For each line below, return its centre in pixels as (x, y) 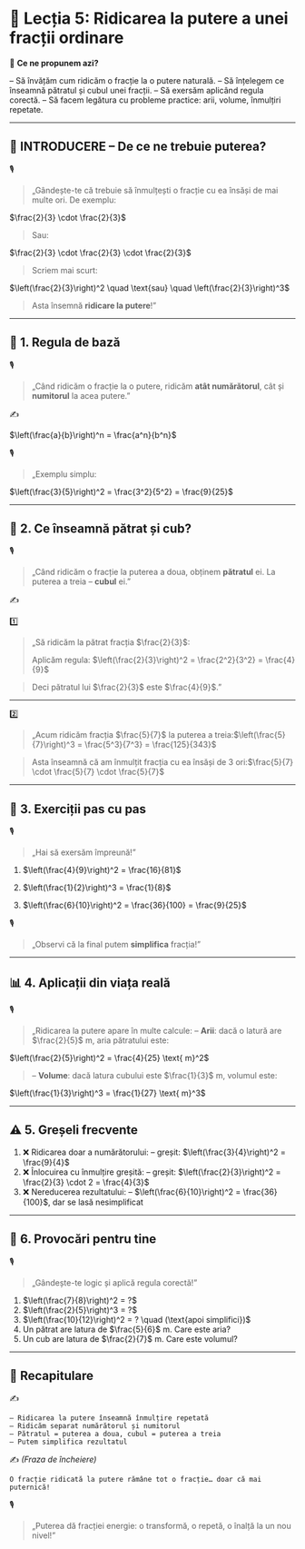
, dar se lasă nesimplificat (96, 1202)
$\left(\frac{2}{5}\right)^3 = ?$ (80, 1310)
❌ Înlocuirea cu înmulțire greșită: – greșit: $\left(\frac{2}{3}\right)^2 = (152, 1172)
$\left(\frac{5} (259, 735)
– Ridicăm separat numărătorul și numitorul (95, 1426)
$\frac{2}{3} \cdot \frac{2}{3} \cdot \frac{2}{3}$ (101, 253)
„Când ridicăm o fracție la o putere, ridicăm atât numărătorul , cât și (157, 386)
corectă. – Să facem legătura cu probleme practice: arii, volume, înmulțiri (145, 100)
